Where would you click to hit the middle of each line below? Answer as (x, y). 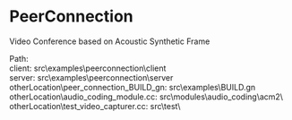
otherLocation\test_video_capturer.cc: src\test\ (95, 106)
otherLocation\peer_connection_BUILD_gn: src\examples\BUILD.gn (133, 87)
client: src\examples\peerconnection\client (88, 68)
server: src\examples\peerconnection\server (91, 77)
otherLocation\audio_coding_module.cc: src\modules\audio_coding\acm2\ (146, 97)
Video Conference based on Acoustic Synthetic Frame (110, 41)
